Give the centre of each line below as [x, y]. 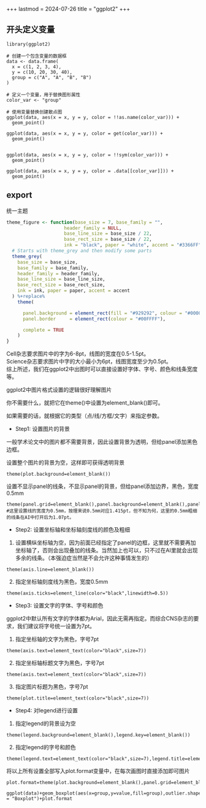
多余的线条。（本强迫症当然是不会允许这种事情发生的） [84, 558]
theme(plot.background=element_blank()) [59, 475]
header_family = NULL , [93, 228]
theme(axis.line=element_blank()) [51, 570]
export [19, 195]
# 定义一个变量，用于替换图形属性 [44, 94]
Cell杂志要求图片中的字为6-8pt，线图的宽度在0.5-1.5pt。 [78, 354]
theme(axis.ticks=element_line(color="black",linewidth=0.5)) [87, 593]
